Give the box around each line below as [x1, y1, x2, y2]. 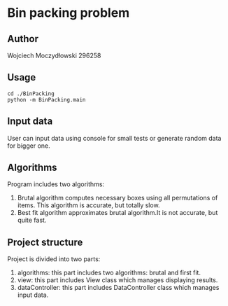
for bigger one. [7, 141, 50, 150]
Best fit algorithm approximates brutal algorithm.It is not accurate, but [17, 209, 218, 217]
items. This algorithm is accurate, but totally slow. [17, 201, 160, 209]
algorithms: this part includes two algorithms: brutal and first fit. [17, 268, 201, 277]
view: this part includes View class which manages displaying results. [17, 276, 218, 284]
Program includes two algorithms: [7, 180, 105, 188]
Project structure [7, 236, 83, 248]
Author [7, 33, 38, 45]
